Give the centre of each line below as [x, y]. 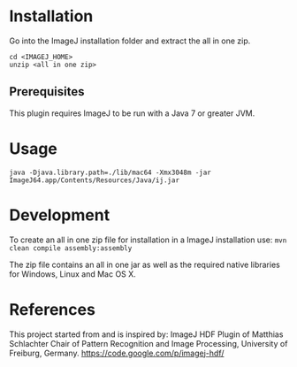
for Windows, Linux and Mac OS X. [73, 274]
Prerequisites [47, 92]
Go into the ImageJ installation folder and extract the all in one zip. [130, 41]
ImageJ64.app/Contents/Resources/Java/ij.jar [94, 180]
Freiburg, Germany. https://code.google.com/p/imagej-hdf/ [117, 353]
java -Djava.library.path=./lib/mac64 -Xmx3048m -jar [110, 172]
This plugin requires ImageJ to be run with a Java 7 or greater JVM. [132, 113]
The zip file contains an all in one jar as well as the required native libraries [145, 264]
